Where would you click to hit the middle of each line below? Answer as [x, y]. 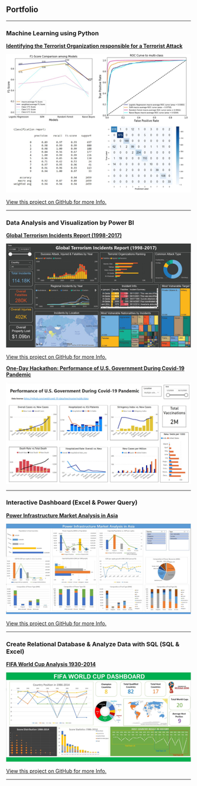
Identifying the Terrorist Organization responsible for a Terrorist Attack [94, 46]
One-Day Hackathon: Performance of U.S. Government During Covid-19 [95, 368]
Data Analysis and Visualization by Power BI [70, 223]
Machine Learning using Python [52, 33]
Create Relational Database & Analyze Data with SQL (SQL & [93, 644]
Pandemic [18, 375]
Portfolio [22, 10]
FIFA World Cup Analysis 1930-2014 [51, 664]
